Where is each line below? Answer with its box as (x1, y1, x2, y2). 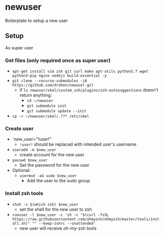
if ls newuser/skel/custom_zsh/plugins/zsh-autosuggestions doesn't (19, 87, 159, 93)
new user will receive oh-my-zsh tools (19, 225, 97, 231)
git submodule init (26, 104, 67, 108)
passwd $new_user (12, 158, 48, 163)
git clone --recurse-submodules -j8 (12, 79, 87, 84)
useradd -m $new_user (12, 148, 56, 152)
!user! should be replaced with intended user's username (19, 141, 137, 148)
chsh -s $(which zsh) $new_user (12, 202, 78, 207)
